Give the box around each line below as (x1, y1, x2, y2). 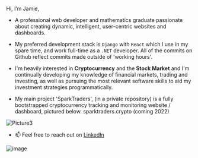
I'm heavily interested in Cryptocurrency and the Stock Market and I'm (14, 65, 190, 72)
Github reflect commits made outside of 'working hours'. (14, 53, 153, 60)
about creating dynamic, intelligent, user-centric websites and (14, 23, 167, 30)
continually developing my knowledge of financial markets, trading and (14, 71, 188, 78)
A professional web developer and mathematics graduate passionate (14, 17, 183, 23)
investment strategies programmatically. (14, 84, 113, 91)
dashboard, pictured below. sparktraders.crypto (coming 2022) (14, 108, 170, 115)
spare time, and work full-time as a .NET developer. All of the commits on (14, 47, 193, 54)
